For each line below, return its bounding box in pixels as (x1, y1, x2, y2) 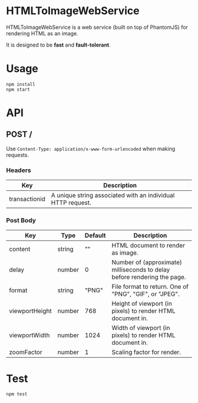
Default (84, 232, 106, 240)
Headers (6, 166, 31, 174)
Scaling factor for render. (111, 348, 181, 356)
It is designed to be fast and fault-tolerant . (6, 41, 111, 48)
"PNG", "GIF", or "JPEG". (111, 290, 180, 298)
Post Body (6, 216, 37, 224)
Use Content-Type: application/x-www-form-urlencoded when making (6, 145, 176, 152)
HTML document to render (111, 242, 186, 250)
